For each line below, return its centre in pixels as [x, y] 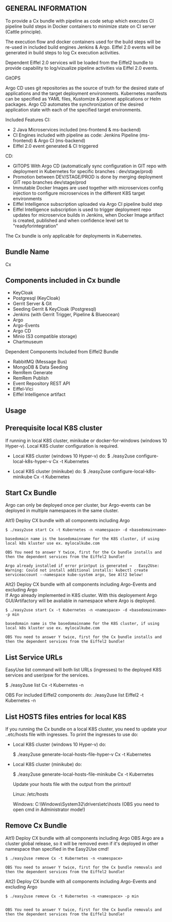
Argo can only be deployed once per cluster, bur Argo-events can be [78, 505]
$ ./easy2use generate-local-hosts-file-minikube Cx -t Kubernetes [83, 774]
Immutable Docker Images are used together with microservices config [88, 187]
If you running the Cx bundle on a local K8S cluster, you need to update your [86, 729]
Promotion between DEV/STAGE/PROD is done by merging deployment [88, 177]
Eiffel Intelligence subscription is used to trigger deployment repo [82, 209]
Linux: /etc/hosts [31, 794]
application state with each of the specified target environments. [74, 109]
